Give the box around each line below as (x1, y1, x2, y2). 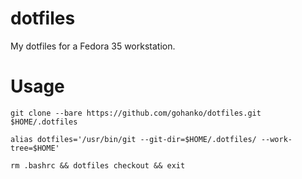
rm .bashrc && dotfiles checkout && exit (10, 160, 186, 171)
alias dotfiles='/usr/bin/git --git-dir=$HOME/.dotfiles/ (10, 134, 257, 144)
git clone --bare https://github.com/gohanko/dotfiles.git (10, 108, 262, 118)
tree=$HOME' (10, 143, 60, 153)
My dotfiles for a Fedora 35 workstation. (10, 40, 176, 52)
